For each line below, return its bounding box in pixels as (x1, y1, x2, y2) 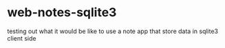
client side (7, 34, 36, 42)
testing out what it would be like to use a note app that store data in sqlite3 (7, 27, 219, 35)
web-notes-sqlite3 (7, 5, 117, 20)
